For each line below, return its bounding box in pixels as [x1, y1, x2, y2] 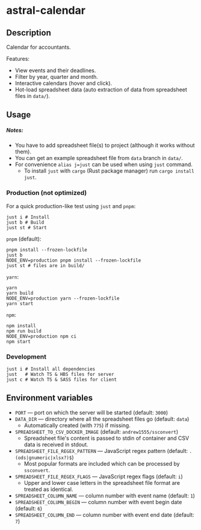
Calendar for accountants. [6, 43, 71, 51]
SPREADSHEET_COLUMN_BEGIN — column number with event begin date [14, 498, 182, 505]
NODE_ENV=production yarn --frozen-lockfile [6, 295, 120, 301]
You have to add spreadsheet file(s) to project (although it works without [14, 142, 195, 149]
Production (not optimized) [6, 189, 87, 197]
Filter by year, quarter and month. [14, 73, 98, 80]
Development [6, 353, 47, 361]
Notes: [6, 126, 24, 134]
